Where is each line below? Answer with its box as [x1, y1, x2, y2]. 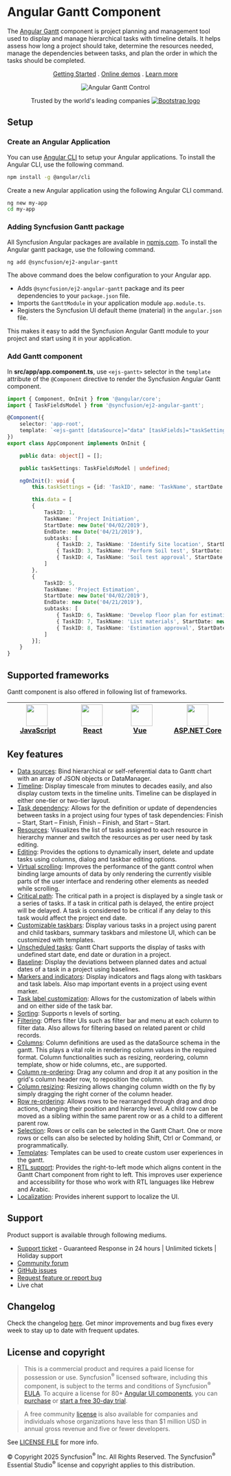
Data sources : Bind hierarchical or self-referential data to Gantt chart [16, 767, 212, 775]
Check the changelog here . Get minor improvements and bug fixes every [7, 1319, 214, 1328]
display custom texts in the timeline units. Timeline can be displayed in [16, 788, 217, 797]
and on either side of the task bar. [16, 1002, 113, 1010]
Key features [7, 748, 63, 760]
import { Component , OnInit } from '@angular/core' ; [7, 395, 162, 402]
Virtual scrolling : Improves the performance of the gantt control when [16, 862, 214, 871]
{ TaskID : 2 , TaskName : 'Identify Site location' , [56, 541, 205, 548]
